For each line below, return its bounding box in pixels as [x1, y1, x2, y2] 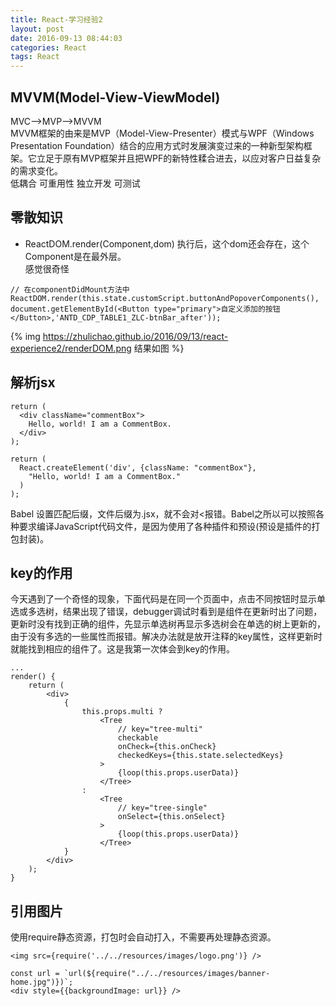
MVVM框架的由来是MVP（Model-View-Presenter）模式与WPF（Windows [10, 127, 315, 139]
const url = [10, 969, 60, 979]
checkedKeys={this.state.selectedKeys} [117, 751, 284, 761]
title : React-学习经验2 [10, 14, 103, 25]
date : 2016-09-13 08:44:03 [10, 33, 123, 43]
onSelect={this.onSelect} [117, 812, 226, 822]
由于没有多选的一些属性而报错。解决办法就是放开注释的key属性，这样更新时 [10, 631, 323, 643]
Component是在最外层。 [24, 250, 127, 262]
